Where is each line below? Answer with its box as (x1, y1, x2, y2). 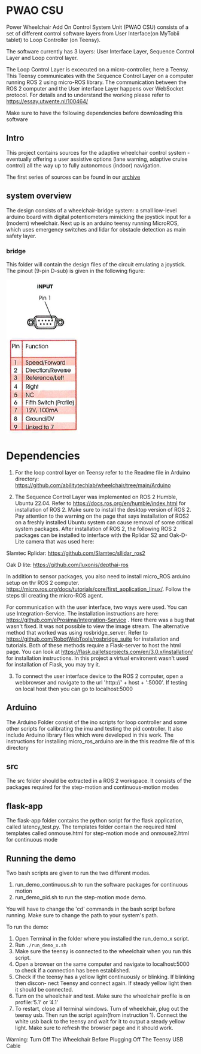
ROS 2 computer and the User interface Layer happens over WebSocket (6, 85, 184, 92)
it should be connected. (14, 986, 74, 993)
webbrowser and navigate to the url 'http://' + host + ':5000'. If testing (14, 678, 188, 686)
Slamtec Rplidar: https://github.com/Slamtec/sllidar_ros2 (6, 549, 145, 557)
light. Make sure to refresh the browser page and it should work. (14, 1024, 173, 1032)
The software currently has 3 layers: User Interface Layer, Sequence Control (6, 47, 194, 55)
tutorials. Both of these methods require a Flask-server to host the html (6, 641, 181, 648)
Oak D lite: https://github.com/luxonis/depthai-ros (6, 561, 129, 568)
